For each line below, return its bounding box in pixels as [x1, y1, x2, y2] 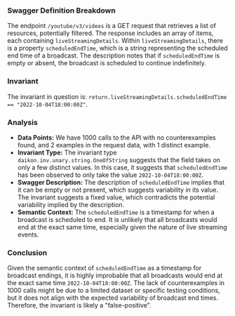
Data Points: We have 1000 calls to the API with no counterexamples [17, 133, 216, 142]
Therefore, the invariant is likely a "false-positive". [7, 301, 152, 310]
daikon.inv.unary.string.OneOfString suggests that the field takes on [17, 155, 221, 164]
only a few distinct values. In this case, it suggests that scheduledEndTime [17, 163, 228, 171]
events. [17, 230, 39, 239]
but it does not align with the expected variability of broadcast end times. [7, 294, 219, 302]
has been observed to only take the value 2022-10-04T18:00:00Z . [17, 171, 203, 179]
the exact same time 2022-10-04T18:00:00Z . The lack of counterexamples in [7, 279, 225, 287]
